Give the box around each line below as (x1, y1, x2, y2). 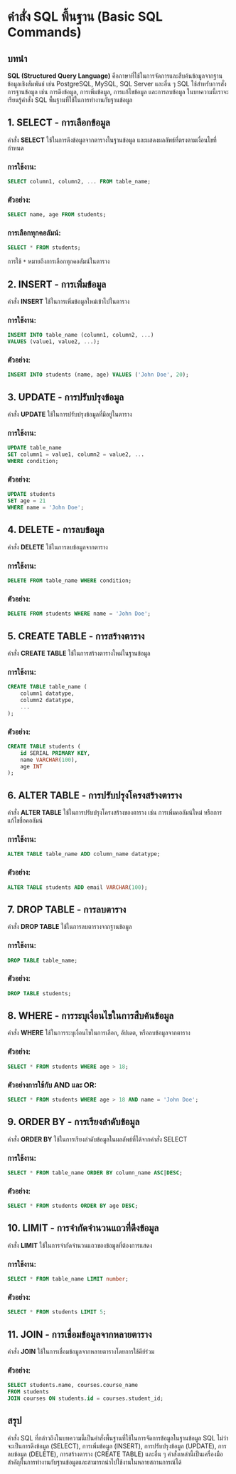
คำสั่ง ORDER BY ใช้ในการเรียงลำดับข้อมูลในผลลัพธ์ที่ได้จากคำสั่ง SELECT (7, 1134, 188, 1143)
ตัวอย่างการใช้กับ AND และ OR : (7, 1079, 97, 1089)
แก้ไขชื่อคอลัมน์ (7, 816, 43, 825)
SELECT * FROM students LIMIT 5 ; (7, 1308, 107, 1316)
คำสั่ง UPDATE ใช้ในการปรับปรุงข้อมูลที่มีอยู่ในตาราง (7, 410, 133, 419)
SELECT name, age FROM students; (7, 211, 107, 218)
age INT (20, 763, 43, 770)
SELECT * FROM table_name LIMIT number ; (7, 1276, 129, 1283)
